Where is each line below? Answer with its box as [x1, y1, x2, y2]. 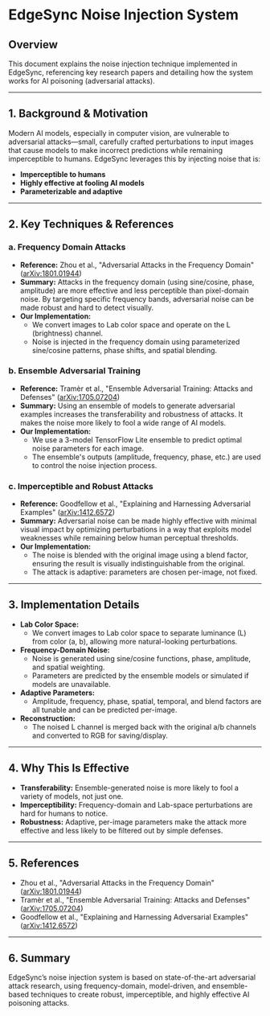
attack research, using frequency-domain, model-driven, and [8, 981, 211, 991]
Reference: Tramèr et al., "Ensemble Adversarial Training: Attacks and [19, 384, 253, 393]
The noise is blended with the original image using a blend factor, [31, 550, 248, 560]
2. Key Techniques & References [8, 217, 174, 231]
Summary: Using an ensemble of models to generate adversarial [19, 401, 235, 410]
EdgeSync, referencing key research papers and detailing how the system [8, 68, 253, 77]
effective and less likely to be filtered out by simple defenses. [19, 825, 223, 835]
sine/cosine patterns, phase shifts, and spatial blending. [31, 345, 218, 355]
